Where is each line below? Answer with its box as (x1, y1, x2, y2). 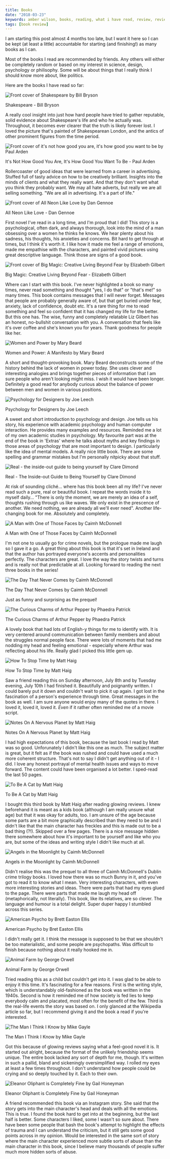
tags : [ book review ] (5, 21, 49, 27)
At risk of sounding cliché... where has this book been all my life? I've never (5, 483, 162, 490)
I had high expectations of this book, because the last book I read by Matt (5, 739, 159, 745)
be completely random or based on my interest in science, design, (5, 62, 143, 68)
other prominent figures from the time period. (5, 133, 100, 140)
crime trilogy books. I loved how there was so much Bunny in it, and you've (5, 874, 162, 880)
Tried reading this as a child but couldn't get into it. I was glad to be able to (5, 977, 161, 983)
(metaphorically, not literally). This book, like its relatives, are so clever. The (5, 896, 162, 902)
